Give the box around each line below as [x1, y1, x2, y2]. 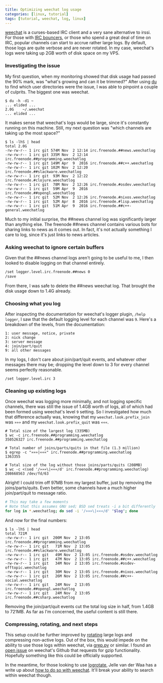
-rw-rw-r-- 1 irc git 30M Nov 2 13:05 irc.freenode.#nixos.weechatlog [5, 569, 158, 574]
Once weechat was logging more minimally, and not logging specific [5, 399, 142, 405]
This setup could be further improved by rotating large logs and [5, 632, 132, 638]
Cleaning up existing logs [5, 388, 67, 394]
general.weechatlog [5, 207, 45, 212]
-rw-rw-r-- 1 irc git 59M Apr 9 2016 [5, 186, 89, 191]
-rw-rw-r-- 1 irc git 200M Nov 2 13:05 [5, 535, 91, 540]
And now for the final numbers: [5, 517, 67, 523]
